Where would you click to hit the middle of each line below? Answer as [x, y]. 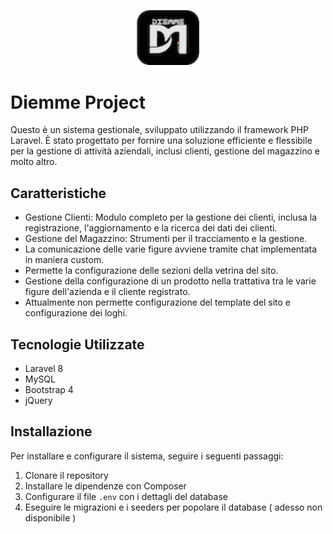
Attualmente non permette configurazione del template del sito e [157, 302]
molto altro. [34, 162]
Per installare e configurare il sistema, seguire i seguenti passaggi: [147, 456]
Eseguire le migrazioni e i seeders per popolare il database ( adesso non [173, 507]
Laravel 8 [44, 368]
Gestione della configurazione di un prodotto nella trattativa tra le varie [170, 281]
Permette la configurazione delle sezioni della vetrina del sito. [151, 271]
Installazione [51, 431]
